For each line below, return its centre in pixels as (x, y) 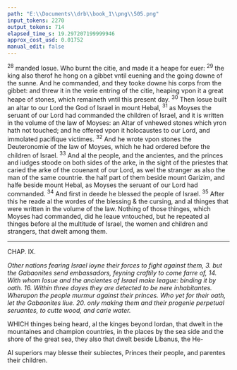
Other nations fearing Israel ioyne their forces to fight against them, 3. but (115, 265)
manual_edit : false (36, 47)
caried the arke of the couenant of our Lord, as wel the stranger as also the (116, 170)
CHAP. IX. (22, 251)
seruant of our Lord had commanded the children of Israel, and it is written (116, 115)
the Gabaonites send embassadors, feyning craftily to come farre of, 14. (112, 273)
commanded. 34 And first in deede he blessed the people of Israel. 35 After (116, 193)
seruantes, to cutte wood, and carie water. (69, 310)
